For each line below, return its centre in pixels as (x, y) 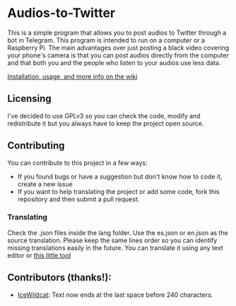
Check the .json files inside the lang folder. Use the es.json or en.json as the (118, 232)
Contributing (36, 146)
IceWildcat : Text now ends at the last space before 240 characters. (115, 295)
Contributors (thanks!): (59, 278)
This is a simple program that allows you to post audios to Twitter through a (117, 33)
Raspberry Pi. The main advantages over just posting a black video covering (118, 47)
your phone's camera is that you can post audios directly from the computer (118, 55)
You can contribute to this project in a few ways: (77, 163)
